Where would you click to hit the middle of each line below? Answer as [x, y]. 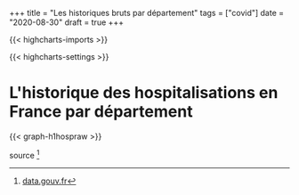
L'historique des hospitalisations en [144, 93]
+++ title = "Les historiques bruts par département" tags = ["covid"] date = [147, 13]
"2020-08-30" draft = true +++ [67, 22]
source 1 [24, 154]
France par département [101, 112]
